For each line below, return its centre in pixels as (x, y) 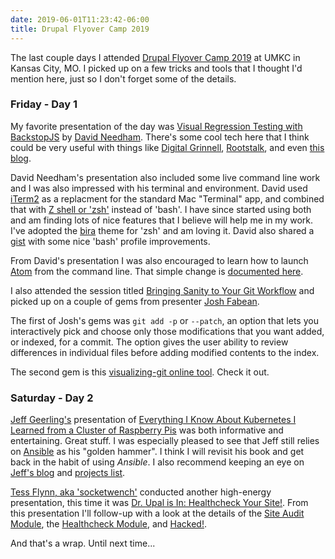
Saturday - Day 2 (52, 398)
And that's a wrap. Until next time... (83, 543)
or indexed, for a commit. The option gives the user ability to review (149, 342)
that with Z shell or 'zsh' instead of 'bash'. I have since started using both (161, 209)
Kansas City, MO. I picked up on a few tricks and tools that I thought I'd (156, 68)
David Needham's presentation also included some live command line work (165, 177)
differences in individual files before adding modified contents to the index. (165, 352)
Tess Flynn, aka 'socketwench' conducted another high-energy (141, 492)
